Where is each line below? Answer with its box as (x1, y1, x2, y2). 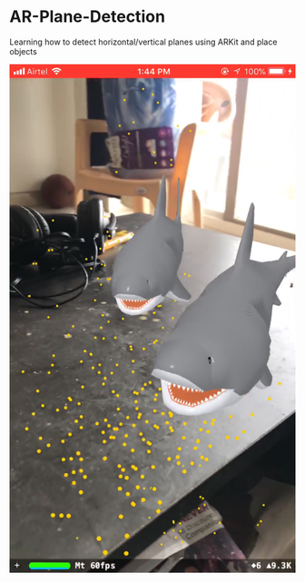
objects (9, 45, 38, 56)
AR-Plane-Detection (9, 6, 166, 27)
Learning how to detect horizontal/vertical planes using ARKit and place (9, 36, 278, 47)
